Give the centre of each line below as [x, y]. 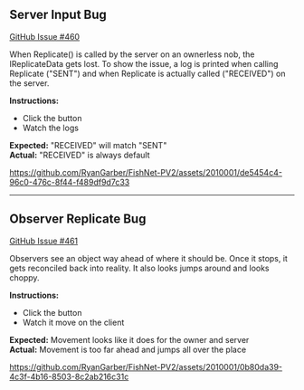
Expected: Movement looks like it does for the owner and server [129, 339]
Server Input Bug [58, 15]
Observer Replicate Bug [78, 219]
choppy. [24, 277]
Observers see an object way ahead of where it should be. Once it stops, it [148, 258]
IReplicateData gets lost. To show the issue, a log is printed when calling [144, 63]
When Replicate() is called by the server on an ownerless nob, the [132, 54]
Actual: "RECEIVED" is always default [80, 155]
